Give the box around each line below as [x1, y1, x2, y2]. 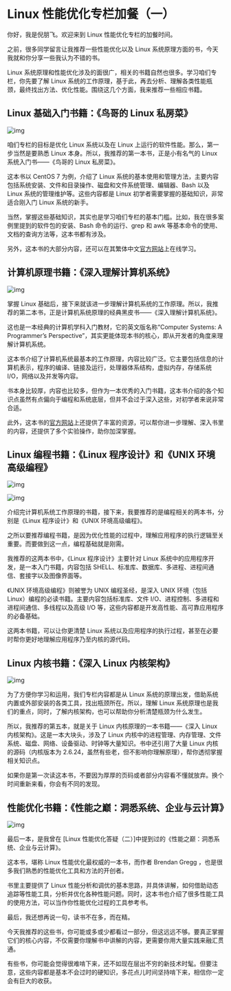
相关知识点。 [7, 756, 43, 765]
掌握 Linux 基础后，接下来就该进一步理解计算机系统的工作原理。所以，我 [7, 299, 213, 308]
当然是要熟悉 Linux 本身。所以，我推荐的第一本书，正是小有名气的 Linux [12, 149, 218, 157]
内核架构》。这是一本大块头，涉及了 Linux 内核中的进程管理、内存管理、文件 [7, 731, 222, 739]
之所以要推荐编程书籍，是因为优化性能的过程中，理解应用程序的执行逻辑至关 [7, 531, 224, 540]
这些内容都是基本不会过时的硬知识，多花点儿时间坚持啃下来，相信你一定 [19, 968, 224, 976]
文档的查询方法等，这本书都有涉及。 [7, 230, 110, 238]
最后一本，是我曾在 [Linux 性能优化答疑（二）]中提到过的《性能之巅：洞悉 [7, 835, 214, 843]
